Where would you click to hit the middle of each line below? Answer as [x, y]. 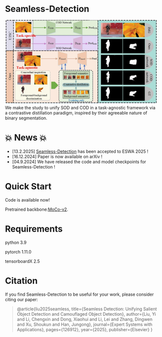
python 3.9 [16, 242]
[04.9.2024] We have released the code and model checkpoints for [79, 162]
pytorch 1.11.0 [18, 252]
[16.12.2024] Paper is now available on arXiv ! [57, 156]
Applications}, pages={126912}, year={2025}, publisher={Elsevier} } [85, 329]
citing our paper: [22, 299]
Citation [21, 281]
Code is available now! [27, 200]
